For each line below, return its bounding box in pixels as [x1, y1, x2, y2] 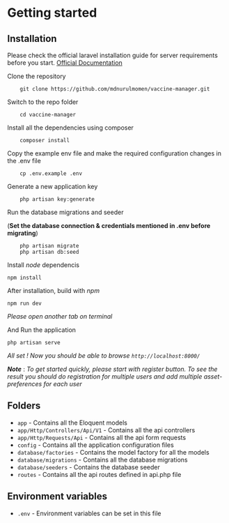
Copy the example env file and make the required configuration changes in [7, 149, 221, 158]
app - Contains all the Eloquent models [17, 418, 127, 427]
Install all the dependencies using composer [7, 123, 134, 132]
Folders [7, 400, 41, 412]
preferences [7, 380, 42, 388]
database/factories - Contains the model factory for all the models [17, 448, 210, 456]
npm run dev [7, 300, 42, 307]
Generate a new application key [7, 183, 98, 190]
